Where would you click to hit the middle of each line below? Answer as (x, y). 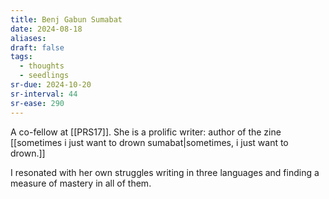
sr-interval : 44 (44, 94)
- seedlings (44, 76)
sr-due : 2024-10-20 (51, 85)
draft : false (37, 47)
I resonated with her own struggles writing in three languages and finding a (165, 172)
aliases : (28, 38)
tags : (21, 57)
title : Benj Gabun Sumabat (66, 19)
